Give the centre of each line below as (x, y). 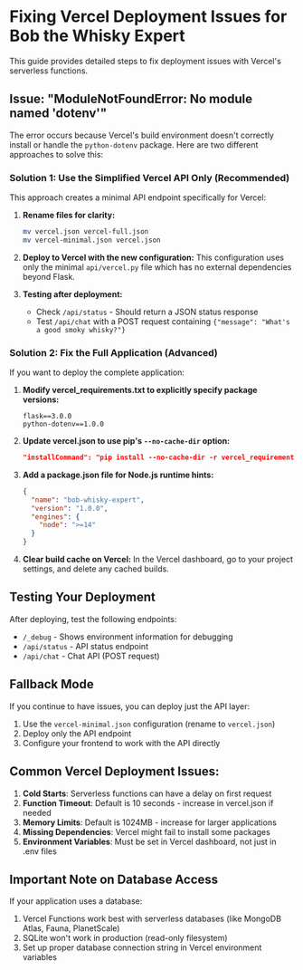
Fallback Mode (52, 684)
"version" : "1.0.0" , (70, 508)
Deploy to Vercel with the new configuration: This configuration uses (153, 257)
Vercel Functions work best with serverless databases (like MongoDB (152, 919)
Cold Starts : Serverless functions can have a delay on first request (147, 793)
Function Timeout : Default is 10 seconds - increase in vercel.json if (148, 802)
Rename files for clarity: (69, 216)
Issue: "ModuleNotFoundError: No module (131, 99)
